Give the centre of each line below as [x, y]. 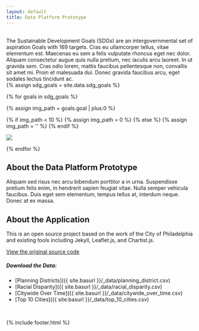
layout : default [26, 12]
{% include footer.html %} [38, 323]
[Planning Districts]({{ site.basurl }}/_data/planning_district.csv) [93, 280]
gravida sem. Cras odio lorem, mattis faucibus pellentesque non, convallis [97, 66]
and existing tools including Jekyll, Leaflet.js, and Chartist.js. [80, 240]
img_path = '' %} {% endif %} [43, 126]
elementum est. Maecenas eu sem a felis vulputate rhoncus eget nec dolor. [99, 53]
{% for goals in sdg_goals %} [42, 97]
